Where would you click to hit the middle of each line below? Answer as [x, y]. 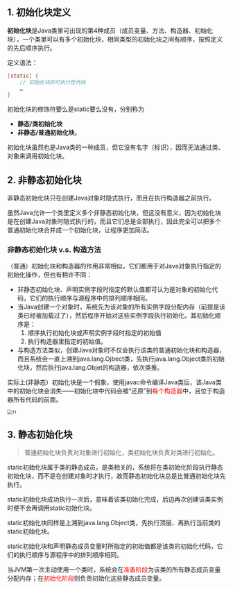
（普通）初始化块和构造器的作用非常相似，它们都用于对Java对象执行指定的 [114, 266]
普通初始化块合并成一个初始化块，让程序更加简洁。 [80, 230]
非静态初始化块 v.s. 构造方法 [54, 250]
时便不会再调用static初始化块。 [51, 508]
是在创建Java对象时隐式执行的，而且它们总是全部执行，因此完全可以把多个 [114, 221]
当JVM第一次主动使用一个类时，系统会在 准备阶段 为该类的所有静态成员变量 [114, 570]
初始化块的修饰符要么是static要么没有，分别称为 [76, 109]
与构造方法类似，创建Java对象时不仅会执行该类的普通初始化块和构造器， [121, 350]
